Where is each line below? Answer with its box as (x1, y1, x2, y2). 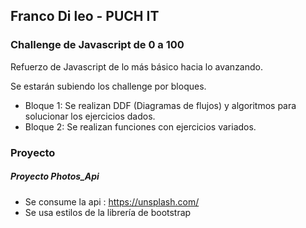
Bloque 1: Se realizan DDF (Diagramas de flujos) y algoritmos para (24, 99, 297, 111)
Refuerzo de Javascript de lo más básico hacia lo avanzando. (10, 60, 264, 73)
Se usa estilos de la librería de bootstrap (24, 206, 192, 218)
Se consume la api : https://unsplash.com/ (24, 195, 200, 208)
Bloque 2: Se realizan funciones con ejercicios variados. (24, 120, 257, 133)
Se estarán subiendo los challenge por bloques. (10, 80, 207, 92)
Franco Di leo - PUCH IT (10, 8, 160, 25)
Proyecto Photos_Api (10, 170, 100, 183)
